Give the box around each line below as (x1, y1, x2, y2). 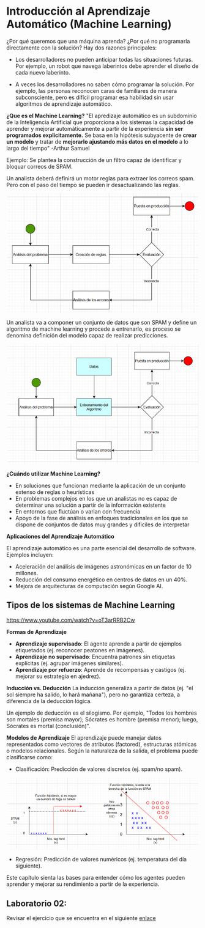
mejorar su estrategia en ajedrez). (15, 672, 101, 680)
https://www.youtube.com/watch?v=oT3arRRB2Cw (6, 616, 135, 624)
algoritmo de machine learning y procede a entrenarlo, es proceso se (6, 325, 181, 333)
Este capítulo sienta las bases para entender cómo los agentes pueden (6, 874, 185, 882)
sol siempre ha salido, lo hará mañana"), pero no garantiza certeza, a (6, 691, 181, 698)
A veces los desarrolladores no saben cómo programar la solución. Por (15, 81, 195, 88)
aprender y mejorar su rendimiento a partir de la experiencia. (6, 880, 160, 888)
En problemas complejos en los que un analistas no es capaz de (15, 495, 177, 502)
